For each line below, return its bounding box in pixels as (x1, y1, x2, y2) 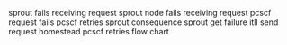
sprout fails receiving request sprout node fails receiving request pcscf (8, 8, 272, 18)
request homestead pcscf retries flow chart (8, 26, 170, 36)
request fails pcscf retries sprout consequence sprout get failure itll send (8, 17, 279, 27)
